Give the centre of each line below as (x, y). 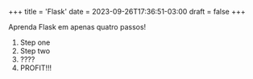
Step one (35, 42)
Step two (35, 51)
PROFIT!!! (36, 68)
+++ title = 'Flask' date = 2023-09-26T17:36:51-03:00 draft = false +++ (127, 12)
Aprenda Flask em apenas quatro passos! (77, 27)
